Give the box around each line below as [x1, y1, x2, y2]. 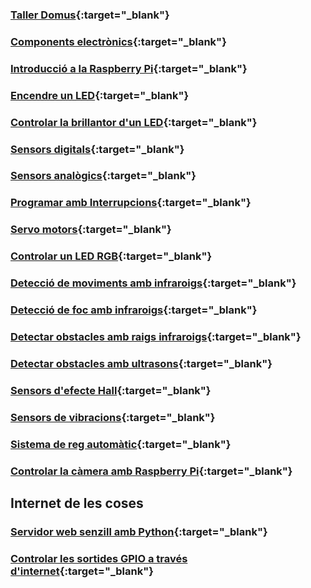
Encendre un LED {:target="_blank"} [10, 88, 190, 102]
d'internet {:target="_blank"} [10, 564, 154, 578]
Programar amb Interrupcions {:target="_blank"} [10, 196, 252, 210]
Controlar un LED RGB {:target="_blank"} [10, 249, 213, 263]
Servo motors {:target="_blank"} [10, 223, 172, 237]
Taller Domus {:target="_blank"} [10, 8, 170, 22]
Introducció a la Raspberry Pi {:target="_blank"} [10, 61, 248, 75]
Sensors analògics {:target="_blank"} [10, 169, 197, 183]
